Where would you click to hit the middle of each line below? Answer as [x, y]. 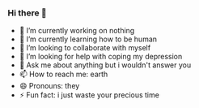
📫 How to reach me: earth [64, 74]
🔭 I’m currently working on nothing [77, 31]
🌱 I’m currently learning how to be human [88, 39]
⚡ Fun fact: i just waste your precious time [89, 95]
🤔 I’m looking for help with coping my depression [101, 57]
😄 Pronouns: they [49, 86]
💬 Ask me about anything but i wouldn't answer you [105, 65]
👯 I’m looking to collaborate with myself [85, 48]
